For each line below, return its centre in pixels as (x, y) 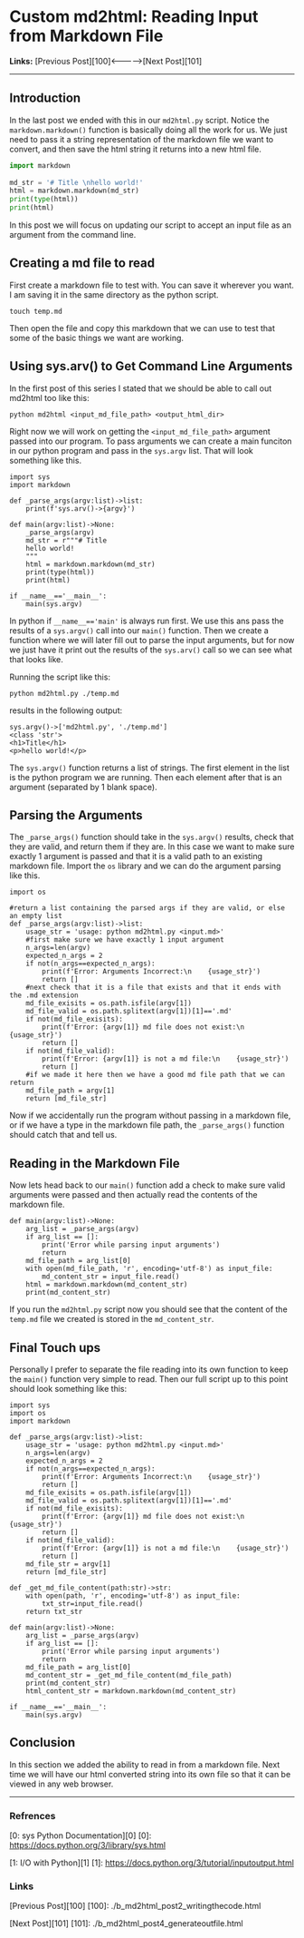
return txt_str (54, 1612)
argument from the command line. (73, 235)
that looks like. (36, 659)
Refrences (33, 1816)
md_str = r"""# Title (66, 540)
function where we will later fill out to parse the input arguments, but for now (152, 640)
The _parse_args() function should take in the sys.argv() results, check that (152, 837)
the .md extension (44, 995)
